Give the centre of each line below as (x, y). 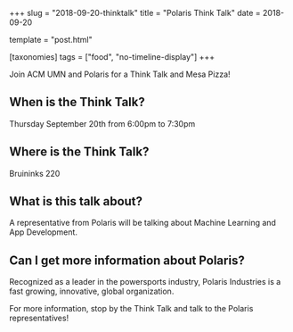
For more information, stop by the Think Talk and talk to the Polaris (131, 309)
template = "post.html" (51, 40)
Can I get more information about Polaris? (127, 260)
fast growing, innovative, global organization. (92, 291)
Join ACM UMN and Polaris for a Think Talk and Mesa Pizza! (120, 74)
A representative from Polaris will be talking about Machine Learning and (142, 223)
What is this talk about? (76, 201)
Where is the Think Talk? (79, 152)
